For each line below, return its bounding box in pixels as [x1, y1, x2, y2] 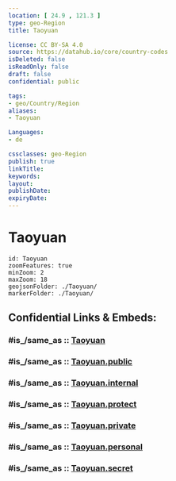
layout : [8, 179, 34, 187]
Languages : [8, 129, 44, 137]
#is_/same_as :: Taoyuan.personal [8, 441, 143, 452]
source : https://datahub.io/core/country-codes [8, 48, 169, 56]
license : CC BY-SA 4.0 [8, 40, 83, 48]
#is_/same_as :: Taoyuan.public [8, 356, 133, 367]
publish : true [8, 157, 55, 165]
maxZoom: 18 [8, 275, 48, 283]
